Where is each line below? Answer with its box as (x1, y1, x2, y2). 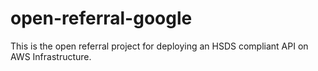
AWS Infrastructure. (10, 50, 92, 62)
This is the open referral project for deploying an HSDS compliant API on (10, 40, 309, 52)
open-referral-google (10, 7, 193, 30)
